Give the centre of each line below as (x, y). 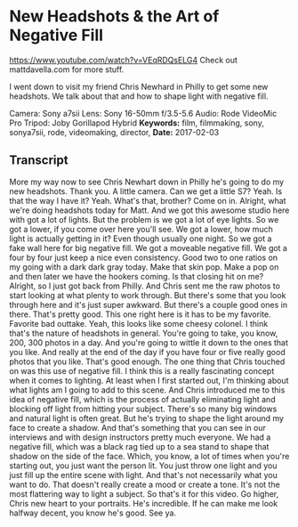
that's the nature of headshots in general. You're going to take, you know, (144, 333)
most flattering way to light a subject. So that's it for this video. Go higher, (144, 494)
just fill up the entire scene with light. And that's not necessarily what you (144, 474)
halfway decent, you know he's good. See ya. (93, 513)
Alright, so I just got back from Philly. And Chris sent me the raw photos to (145, 286)
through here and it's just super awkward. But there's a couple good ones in (148, 304)
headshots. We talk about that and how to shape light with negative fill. (139, 96)
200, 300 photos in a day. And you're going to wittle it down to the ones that (149, 342)
